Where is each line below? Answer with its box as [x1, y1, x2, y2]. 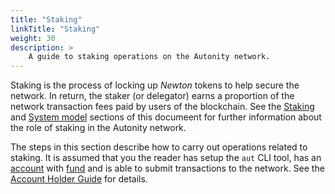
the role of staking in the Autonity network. [10, 122, 187, 134]
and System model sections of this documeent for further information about [10, 111, 322, 123]
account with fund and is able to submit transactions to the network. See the [10, 162, 325, 175]
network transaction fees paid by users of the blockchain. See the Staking [10, 101, 315, 113]
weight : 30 [10, 33, 56, 43]
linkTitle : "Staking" [10, 24, 101, 34]
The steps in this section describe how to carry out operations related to [10, 141, 308, 153]
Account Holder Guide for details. [10, 173, 148, 185]
